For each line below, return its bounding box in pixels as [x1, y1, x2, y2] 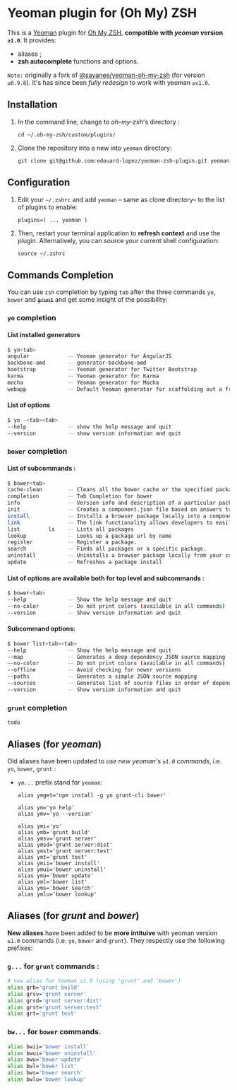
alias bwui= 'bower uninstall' [7, 1050, 97, 1057]
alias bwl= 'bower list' [7, 1062, 78, 1070]
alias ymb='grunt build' [17, 828, 91, 836]
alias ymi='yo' [17, 822, 63, 830]
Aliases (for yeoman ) [7, 738, 102, 750]
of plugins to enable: [17, 203, 78, 211]
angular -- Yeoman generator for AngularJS [7, 353, 172, 360]
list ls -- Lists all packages [7, 525, 134, 533]
